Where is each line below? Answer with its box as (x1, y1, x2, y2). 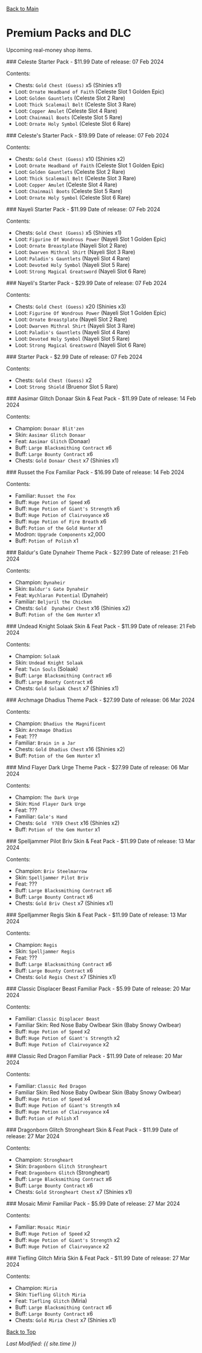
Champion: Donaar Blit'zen (14, 424, 84, 432)
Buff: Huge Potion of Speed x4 (14, 1095, 90, 1102)
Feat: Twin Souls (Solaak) (14, 665, 78, 673)
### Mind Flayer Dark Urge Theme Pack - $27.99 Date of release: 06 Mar (6, 763, 189, 771)
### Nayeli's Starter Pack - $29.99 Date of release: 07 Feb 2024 (6, 279, 167, 286)
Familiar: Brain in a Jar (14, 739, 76, 746)
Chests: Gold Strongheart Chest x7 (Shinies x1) (14, 1188, 133, 1195)
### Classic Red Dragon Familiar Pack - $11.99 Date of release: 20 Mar (6, 1052, 183, 1059)
